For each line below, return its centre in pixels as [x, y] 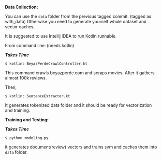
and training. [18, 110]
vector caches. [20, 27]
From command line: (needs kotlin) [40, 45]
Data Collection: [22, 7]
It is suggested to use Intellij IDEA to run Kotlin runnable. [61, 36]
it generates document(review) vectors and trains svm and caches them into [81, 147]
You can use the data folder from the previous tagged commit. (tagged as [78, 16]
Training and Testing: [27, 120]
